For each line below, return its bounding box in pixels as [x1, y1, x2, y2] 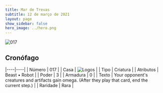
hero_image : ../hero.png [5, 26, 56, 31]
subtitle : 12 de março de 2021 [5, 12, 70, 17]
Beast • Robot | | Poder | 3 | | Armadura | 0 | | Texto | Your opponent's [5, 72, 148, 78]
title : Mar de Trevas [5, 7, 50, 12]
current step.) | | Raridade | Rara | [5, 82, 74, 88]
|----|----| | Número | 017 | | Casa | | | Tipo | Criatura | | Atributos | [5, 66, 159, 72]
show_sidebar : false [5, 21, 48, 26]
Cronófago [5, 53, 39, 62]
